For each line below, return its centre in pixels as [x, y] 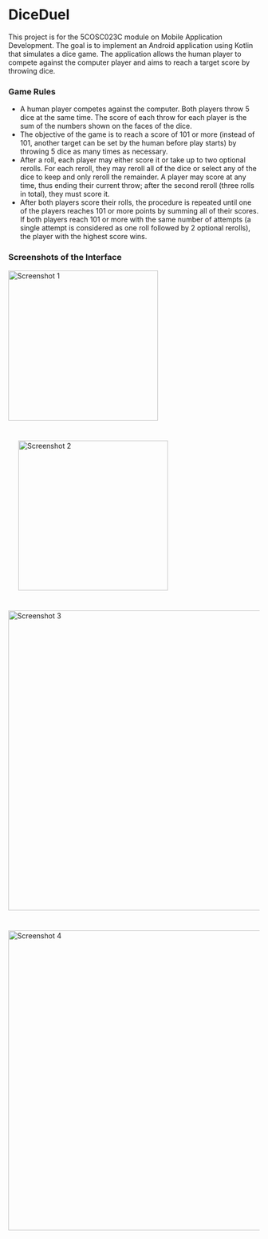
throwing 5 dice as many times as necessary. [94, 152]
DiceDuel [39, 15]
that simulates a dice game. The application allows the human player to [125, 54]
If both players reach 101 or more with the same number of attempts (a [135, 220]
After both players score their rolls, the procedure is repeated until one [136, 202]
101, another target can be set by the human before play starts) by [128, 143]
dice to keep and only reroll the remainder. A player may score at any [133, 177]
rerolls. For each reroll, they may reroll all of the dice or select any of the [138, 169]
